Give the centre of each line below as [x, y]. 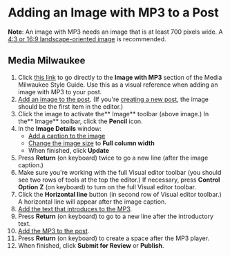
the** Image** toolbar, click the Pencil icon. [80, 121]
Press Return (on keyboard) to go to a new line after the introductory [115, 216]
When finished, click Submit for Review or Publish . [91, 245]
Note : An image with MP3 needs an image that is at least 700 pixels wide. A [115, 32]
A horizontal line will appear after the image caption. [92, 202]
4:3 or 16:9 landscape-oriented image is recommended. [87, 39]
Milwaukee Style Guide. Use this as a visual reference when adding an [118, 85]
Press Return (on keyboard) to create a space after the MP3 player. [114, 238]
